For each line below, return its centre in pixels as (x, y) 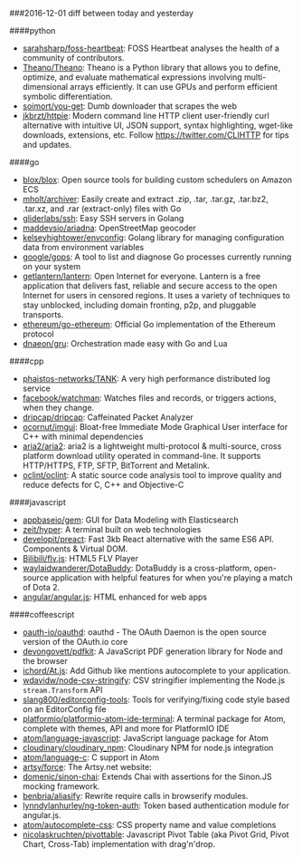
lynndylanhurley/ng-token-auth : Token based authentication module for (156, 805)
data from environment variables (83, 247)
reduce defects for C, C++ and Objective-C (103, 485)
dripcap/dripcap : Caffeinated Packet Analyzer (108, 417)
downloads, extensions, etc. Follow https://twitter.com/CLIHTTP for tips (156, 135)
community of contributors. (73, 58)
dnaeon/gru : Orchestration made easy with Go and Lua (125, 343)
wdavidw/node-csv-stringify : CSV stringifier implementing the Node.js (154, 680)
